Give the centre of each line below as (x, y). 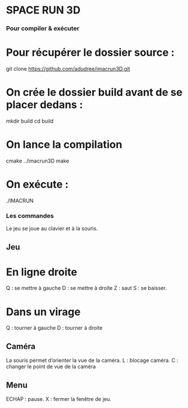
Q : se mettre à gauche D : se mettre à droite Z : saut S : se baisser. (87, 288)
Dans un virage (43, 312)
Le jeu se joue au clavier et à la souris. (52, 229)
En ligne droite (42, 272)
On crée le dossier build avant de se (94, 93)
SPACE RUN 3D (43, 10)
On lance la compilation (64, 145)
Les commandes (30, 216)
